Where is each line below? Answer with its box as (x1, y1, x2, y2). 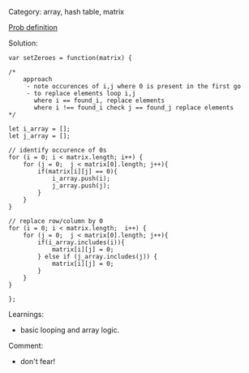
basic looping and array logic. (19, 325, 120, 335)
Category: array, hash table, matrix (8, 7, 124, 16)
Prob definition (8, 23, 58, 32)
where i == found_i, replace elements (33, 96, 165, 105)
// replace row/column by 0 (8, 217, 104, 225)
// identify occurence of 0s (8, 146, 107, 154)
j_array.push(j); (51, 182, 111, 190)
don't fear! (19, 357, 55, 366)
